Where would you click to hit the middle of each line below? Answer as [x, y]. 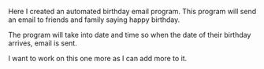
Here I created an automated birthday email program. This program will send [132, 11]
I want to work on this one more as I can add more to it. [98, 58]
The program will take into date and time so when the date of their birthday [130, 35]
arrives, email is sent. [43, 43]
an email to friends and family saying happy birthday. [94, 20]
